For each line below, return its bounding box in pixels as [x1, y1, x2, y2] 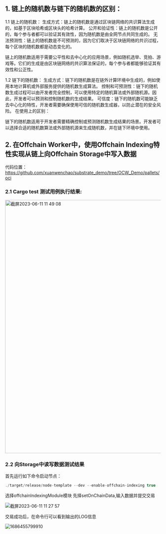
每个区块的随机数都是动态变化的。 [5, 44, 75, 50]
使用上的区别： [19, 108, 50, 114]
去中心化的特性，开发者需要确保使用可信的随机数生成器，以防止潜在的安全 [5, 102, 157, 107]
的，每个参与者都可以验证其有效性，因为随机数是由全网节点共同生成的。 [5, 31, 152, 37]
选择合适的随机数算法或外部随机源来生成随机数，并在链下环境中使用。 [9, 124, 152, 130]
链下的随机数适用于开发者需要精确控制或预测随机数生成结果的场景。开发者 [5, 118, 157, 124]
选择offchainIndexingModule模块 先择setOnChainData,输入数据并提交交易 [5, 492, 155, 499]
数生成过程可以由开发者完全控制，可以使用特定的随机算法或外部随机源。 [5, 89, 152, 95]
